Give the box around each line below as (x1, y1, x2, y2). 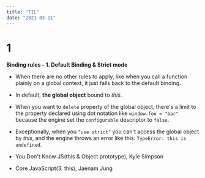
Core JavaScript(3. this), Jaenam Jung (15, 165, 113, 172)
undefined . (15, 141, 42, 149)
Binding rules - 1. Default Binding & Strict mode (6, 61, 128, 69)
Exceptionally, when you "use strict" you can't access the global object (15, 128, 199, 135)
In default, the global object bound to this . (15, 91, 122, 98)
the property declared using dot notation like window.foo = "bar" (15, 109, 179, 117)
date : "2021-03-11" (6, 15, 56, 21)
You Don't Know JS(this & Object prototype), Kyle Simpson (15, 153, 164, 160)
